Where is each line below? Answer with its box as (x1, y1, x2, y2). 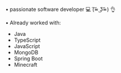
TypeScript (13, 36, 41, 43)
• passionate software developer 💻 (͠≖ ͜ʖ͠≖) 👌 (5, 6, 116, 13)
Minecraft (13, 61, 37, 68)
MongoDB (13, 49, 39, 56)
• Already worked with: (5, 19, 61, 26)
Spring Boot (13, 55, 43, 62)
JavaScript (13, 43, 40, 49)
